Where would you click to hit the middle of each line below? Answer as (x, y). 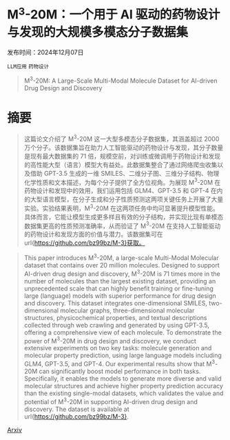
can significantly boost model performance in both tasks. (120, 371)
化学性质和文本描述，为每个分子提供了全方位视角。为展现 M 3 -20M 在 (122, 181)
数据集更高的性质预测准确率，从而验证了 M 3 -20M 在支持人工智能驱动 (122, 225)
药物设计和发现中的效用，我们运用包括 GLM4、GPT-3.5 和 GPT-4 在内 (123, 191)
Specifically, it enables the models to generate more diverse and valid (123, 379)
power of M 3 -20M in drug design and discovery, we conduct (110, 340)
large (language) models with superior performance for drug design (120, 296)
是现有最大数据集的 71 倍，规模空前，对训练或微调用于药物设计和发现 (122, 156)
